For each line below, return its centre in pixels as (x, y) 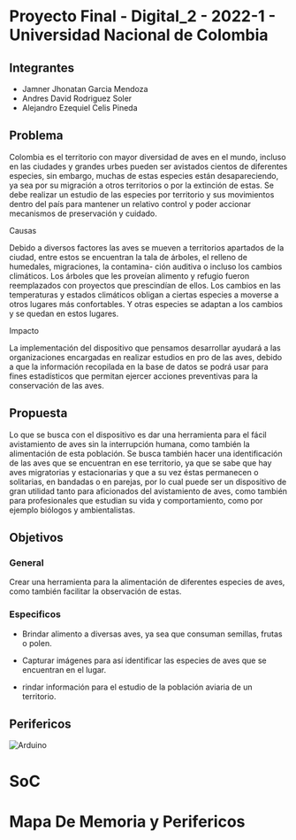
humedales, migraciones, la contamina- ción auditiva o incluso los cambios (146, 266)
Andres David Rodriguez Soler (77, 98)
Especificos (35, 614)
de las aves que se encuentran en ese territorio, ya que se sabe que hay (140, 463)
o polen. (37, 643)
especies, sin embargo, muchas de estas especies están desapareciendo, (144, 175)
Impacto (24, 330)
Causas (23, 230)
